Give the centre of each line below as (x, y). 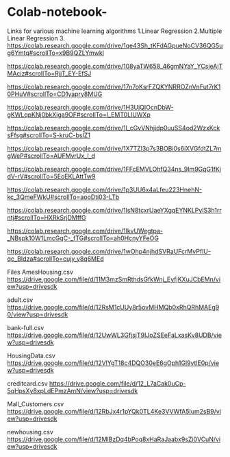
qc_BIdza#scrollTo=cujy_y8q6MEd (55, 259)
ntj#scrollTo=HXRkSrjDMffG (47, 218)
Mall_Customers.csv (36, 404)
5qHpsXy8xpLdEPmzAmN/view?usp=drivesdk (73, 390)
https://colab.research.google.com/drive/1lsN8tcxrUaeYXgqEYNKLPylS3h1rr (114, 210)
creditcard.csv (27, 383)
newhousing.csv (30, 432)
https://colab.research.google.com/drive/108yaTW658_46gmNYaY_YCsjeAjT (115, 66)
